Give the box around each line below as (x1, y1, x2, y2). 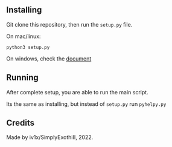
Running (6, 73, 39, 83)
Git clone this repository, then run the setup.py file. (6, 21, 133, 28)
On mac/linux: (6, 33, 41, 40)
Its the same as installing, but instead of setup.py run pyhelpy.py (6, 100, 167, 108)
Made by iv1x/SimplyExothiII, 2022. (6, 134, 94, 141)
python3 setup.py (6, 44, 50, 50)
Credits (6, 118, 35, 128)
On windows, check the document (6, 54, 92, 62)
